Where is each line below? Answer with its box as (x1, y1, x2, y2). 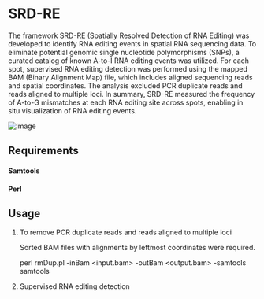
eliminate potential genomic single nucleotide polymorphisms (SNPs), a (8, 47, 240, 57)
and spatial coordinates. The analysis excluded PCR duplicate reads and (8, 80, 243, 90)
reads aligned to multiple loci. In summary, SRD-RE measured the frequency (8, 89, 255, 98)
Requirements (8, 144, 79, 157)
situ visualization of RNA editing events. (8, 105, 137, 115)
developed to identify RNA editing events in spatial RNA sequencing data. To (8, 39, 257, 48)
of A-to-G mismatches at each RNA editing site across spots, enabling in (8, 98, 244, 107)
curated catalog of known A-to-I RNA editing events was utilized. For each (8, 56, 250, 65)
